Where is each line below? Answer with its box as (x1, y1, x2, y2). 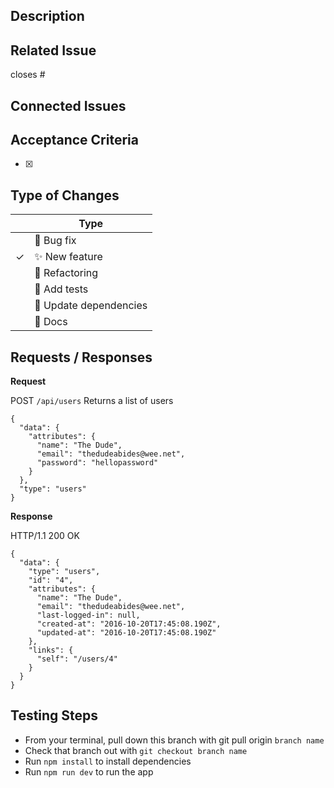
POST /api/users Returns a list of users (10, 395, 174, 407)
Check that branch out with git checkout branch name (24, 744, 248, 756)
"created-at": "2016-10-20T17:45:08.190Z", (36, 619, 222, 629)
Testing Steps (10, 707, 99, 724)
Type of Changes (10, 187, 120, 204)
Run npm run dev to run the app (24, 765, 154, 778)
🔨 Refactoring (34, 266, 99, 280)
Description (10, 8, 85, 25)
